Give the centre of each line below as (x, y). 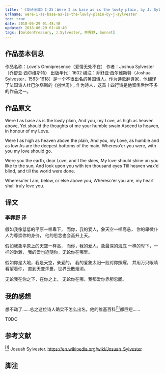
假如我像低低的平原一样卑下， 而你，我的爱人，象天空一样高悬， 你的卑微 (79, 229)
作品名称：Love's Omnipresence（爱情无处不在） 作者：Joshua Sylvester (80, 67)
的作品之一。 (18, 91)
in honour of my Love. (27, 131)
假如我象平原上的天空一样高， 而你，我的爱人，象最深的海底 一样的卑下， (79, 246)
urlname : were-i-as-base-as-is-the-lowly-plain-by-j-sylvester (71, 14)
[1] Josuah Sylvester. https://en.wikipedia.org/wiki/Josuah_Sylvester (74, 348)
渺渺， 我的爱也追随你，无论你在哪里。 (53, 252)
